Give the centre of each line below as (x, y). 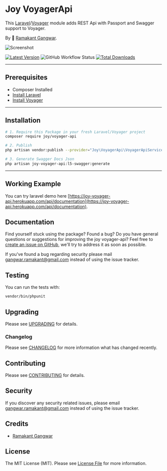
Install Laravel (27, 95)
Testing (17, 275)
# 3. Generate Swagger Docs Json (40, 159)
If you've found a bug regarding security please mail (59, 254)
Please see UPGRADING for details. (42, 324)
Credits (17, 424)
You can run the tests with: (33, 287)
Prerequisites (26, 77)
